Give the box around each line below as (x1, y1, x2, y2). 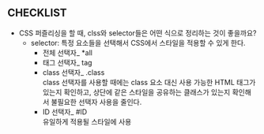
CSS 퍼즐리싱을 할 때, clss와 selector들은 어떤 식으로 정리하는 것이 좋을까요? (18, 28, 257, 38)
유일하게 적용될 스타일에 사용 (42, 117, 132, 126)
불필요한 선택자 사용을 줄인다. (51, 97, 142, 106)
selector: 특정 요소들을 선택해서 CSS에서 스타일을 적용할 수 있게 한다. (30, 38, 246, 47)
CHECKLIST (7, 6, 68, 20)
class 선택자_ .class (42, 67, 105, 77)
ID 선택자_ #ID (42, 106, 88, 117)
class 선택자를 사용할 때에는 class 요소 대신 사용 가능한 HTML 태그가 (42, 77, 256, 87)
